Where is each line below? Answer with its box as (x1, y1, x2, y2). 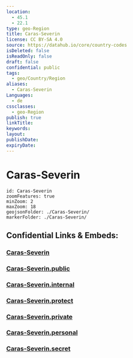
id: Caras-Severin (6, 188, 52, 194)
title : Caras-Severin (6, 31, 61, 37)
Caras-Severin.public (6, 264, 70, 272)
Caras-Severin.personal (6, 329, 78, 337)
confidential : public (6, 64, 61, 71)
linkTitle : (6, 120, 34, 126)
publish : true (6, 114, 42, 120)
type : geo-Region (6, 25, 50, 32)
